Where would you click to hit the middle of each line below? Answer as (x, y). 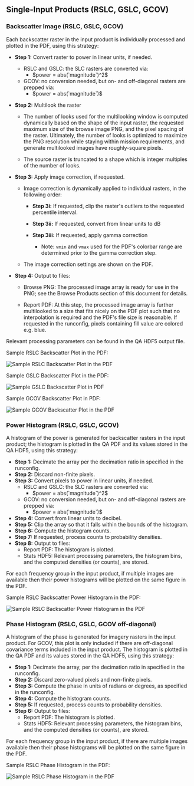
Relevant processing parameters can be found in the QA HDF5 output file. (96, 341)
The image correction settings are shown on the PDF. (88, 264)
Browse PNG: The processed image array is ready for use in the (101, 287)
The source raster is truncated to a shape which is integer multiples (105, 159)
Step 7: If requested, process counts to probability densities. (88, 537)
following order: (42, 195)
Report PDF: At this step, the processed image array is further (98, 305)
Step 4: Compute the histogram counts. (63, 699)
